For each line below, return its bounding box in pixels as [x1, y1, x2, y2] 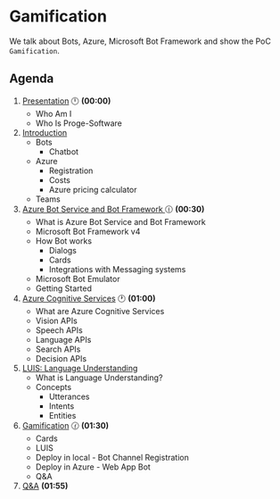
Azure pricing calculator [48, 184, 137, 195]
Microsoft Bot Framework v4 [35, 226, 141, 237]
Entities [48, 410, 77, 420]
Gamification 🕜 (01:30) [21, 420, 110, 430]
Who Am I [35, 108, 72, 119]
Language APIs [35, 334, 92, 345]
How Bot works [35, 235, 92, 246]
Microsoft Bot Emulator [35, 273, 120, 284]
